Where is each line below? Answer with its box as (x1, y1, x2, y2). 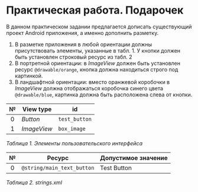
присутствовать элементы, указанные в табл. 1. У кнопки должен (14, 47, 181, 54)
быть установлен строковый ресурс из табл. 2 (14, 53, 132, 60)
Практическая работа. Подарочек (6, 4, 184, 17)
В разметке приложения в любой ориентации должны (14, 41, 152, 48)
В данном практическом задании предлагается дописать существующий (6, 23, 192, 30)
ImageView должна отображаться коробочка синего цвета (14, 84, 164, 92)
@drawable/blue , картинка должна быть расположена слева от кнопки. (14, 91, 193, 98)
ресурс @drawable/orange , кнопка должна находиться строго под (14, 66, 178, 73)
